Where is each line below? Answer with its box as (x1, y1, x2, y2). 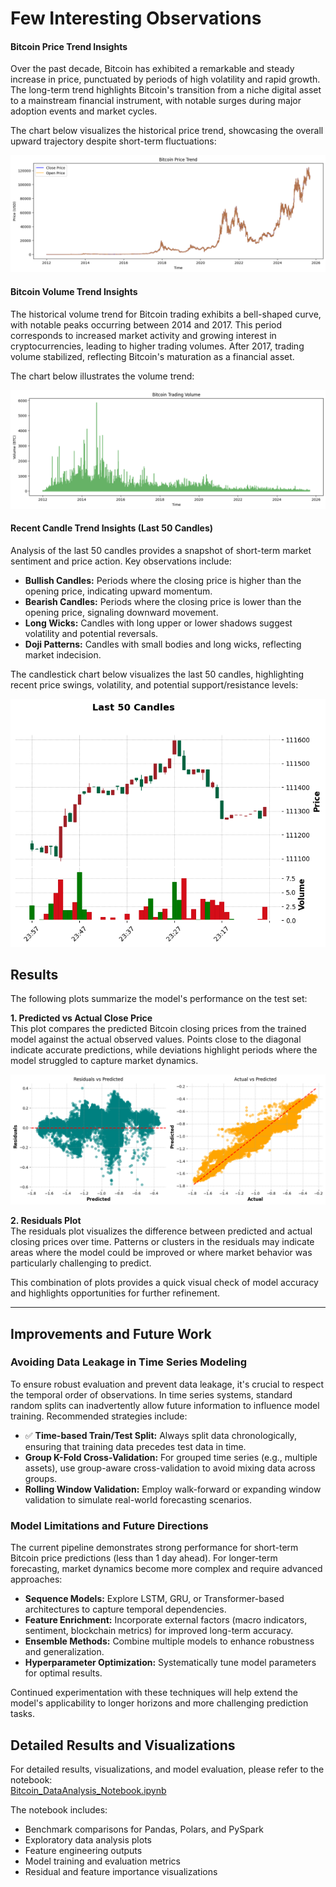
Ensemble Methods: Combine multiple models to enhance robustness (24, 1635, 315, 1647)
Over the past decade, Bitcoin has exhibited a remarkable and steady (10, 63, 295, 75)
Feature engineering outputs (24, 1844, 143, 1856)
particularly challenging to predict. (10, 1257, 152, 1269)
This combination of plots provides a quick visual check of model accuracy (10, 1277, 319, 1289)
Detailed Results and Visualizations (10, 1737, 236, 1754)
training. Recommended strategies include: (10, 1410, 188, 1422)
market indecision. (24, 648, 102, 661)
